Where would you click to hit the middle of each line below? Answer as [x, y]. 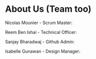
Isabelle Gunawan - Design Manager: [43, 51]
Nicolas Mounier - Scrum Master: [39, 23]
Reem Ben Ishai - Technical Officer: [41, 32]
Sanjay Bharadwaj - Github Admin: [40, 42]
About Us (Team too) [48, 9]
